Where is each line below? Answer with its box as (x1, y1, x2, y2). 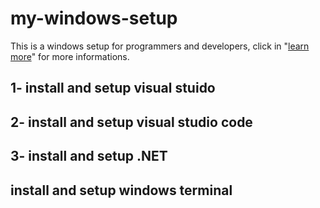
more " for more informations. (10, 50, 130, 62)
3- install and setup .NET (10, 148, 168, 165)
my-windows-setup (10, 7, 178, 30)
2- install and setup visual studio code (10, 113, 253, 131)
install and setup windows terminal (10, 182, 233, 199)
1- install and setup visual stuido (10, 80, 216, 97)
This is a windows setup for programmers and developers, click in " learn (10, 40, 310, 52)
